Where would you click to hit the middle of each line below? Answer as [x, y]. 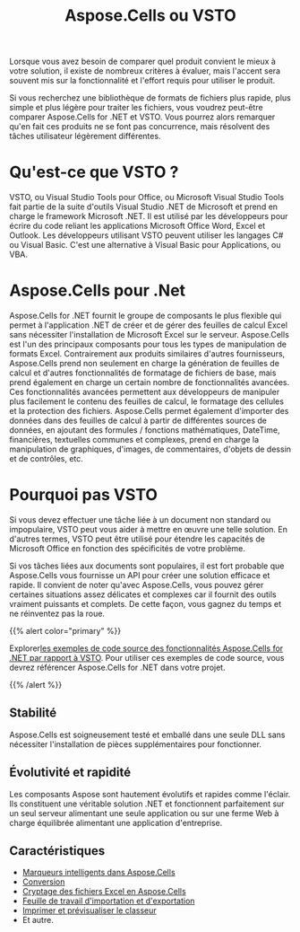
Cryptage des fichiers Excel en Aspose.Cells [104, 892]
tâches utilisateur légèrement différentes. [85, 136]
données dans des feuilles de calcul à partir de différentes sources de [138, 421]
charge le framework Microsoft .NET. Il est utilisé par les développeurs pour [149, 216]
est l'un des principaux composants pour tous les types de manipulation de [148, 344]
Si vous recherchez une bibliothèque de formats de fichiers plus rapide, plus [150, 98]
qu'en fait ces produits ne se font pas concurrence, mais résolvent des [140, 127]
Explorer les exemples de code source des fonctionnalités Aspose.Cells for [146, 648]
